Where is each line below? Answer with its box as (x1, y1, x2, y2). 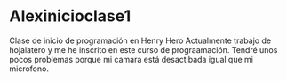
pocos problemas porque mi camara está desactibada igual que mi (9, 54, 253, 64)
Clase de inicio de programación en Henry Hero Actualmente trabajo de (9, 35, 272, 46)
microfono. (9, 63, 49, 74)
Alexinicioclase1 (9, 6, 132, 26)
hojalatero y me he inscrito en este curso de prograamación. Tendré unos (9, 44, 278, 55)
